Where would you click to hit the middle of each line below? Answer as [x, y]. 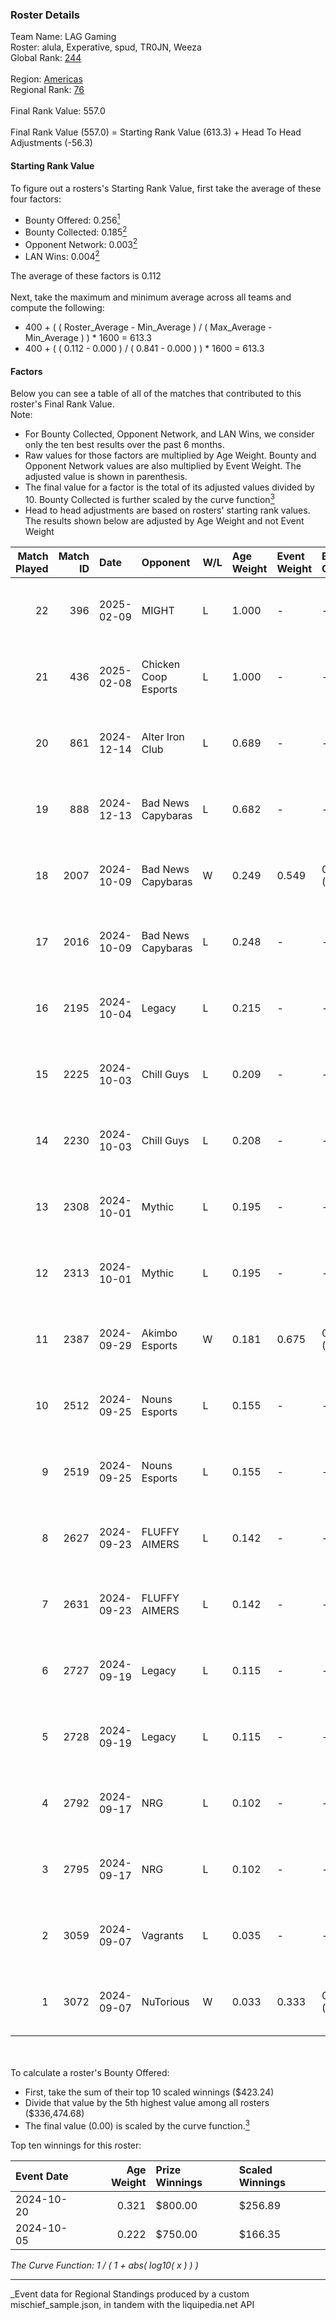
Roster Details [45, 15]
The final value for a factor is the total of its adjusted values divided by [169, 487]
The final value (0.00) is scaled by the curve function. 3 [137, 2125]
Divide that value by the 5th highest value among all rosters [147, 2102]
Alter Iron [163, 736]
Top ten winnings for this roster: [76, 2145]
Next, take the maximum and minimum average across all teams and [151, 297]
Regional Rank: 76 [47, 90]
